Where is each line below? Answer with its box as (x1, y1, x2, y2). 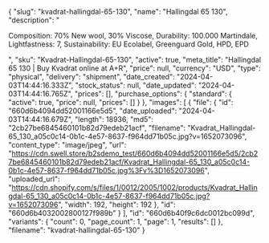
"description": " (8, 15, 60, 25)
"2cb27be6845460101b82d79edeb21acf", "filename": (8, 124, 186, 132)
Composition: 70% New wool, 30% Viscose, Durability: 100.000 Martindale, (8, 31, 259, 40)
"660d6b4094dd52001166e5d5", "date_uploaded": (8, 106, 177, 115)
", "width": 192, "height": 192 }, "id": (57, 200, 176, 209)
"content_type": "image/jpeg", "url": (8, 140, 127, 149)
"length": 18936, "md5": (75, 115, 154, 124)
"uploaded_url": (8, 174, 60, 184)
